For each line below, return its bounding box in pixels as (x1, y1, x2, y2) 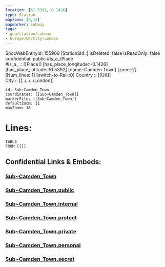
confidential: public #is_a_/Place (5, 55, 73, 61)
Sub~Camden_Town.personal (5, 241, 81, 249)
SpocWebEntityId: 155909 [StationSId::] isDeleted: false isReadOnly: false (5, 50, 160, 56)
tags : (5, 27, 17, 32)
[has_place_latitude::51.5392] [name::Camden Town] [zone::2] (5, 66, 137, 72)
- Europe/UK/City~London (5, 36, 58, 42)
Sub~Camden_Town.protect (5, 214, 77, 221)
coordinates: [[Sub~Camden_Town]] (5, 92, 79, 97)
